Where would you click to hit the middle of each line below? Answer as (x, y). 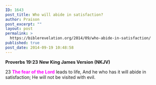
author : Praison (22, 19)
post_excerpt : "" (24, 24)
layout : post (19, 29)
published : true (22, 43)
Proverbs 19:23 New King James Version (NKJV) (58, 62)
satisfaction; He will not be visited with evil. (50, 77)
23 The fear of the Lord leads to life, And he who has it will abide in (76, 72)
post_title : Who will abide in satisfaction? (54, 15)
